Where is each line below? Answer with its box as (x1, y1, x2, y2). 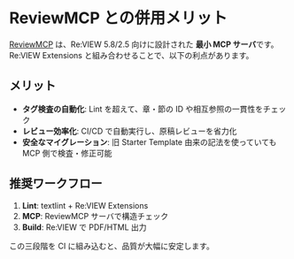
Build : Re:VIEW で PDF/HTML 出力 (21, 222, 148, 232)
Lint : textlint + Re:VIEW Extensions (21, 200, 149, 210)
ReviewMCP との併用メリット (9, 8, 228, 28)
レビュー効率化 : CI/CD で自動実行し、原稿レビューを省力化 (21, 126, 237, 136)
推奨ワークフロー (9, 176, 103, 191)
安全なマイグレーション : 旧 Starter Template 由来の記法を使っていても (21, 136, 277, 147)
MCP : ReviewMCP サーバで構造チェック (21, 210, 169, 221)
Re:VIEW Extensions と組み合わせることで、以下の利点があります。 (9, 50, 254, 60)
